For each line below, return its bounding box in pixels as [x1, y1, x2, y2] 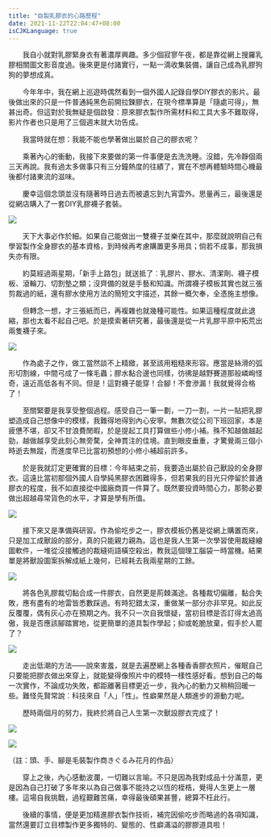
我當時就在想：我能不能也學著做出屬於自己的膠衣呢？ [22, 135, 199, 144]
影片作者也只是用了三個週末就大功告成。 [8, 118, 143, 127]
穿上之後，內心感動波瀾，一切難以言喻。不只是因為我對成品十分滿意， [22, 772, 256, 782]
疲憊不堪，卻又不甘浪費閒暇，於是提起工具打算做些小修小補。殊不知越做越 [8, 426, 256, 435]
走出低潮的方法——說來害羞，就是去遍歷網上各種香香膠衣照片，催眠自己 [22, 660, 263, 670]
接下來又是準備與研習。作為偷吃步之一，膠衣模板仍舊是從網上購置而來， [22, 526, 263, 535]
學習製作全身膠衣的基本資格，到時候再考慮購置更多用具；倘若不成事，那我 [8, 241, 256, 251]
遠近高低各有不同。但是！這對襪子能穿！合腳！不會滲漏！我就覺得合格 [22, 378, 256, 388]
